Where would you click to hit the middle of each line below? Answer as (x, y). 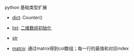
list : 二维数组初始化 (32, 28)
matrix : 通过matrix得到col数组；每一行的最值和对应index (70, 48)
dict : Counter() (27, 17)
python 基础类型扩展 (26, 7)
